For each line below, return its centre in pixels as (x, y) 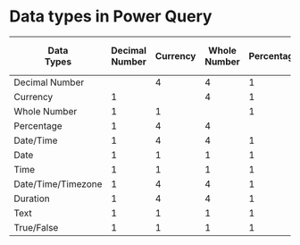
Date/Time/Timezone (58, 183)
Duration (32, 199)
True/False (36, 227)
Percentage (38, 125)
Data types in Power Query (111, 17)
